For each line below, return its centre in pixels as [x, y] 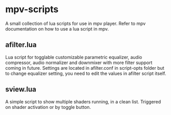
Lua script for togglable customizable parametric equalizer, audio [74, 57]
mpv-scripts [32, 9]
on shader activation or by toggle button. [48, 107]
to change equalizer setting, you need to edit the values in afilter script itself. [86, 73]
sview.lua [21, 89]
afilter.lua [21, 45]
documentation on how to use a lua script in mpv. [57, 28]
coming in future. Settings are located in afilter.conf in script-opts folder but [85, 68]
